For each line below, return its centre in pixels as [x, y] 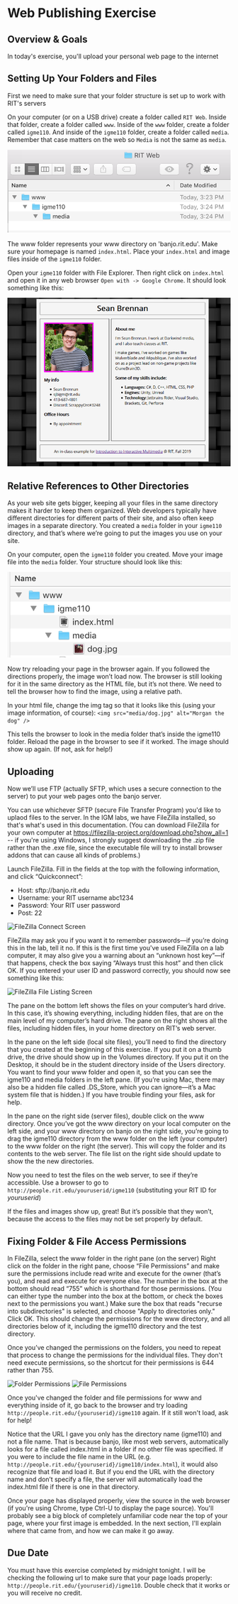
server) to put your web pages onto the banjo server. [84, 796]
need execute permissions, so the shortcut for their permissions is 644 [111, 1362]
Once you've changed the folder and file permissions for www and [104, 1397]
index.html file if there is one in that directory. [74, 1487]
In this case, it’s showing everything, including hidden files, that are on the [115, 1014]
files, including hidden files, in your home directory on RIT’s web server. [112, 1028]
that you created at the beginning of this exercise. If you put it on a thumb [114, 1050]
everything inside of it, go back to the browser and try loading [97, 1405]
